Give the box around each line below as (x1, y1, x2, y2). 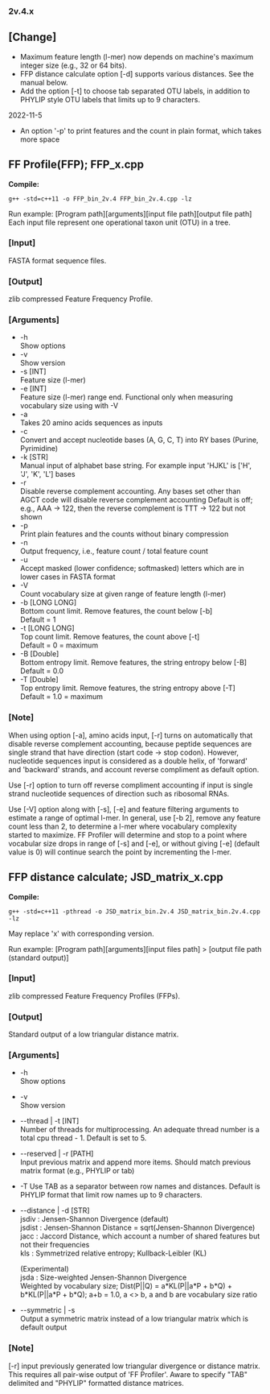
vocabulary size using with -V (19, 401, 119, 411)
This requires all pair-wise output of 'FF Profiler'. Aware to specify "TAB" (8, 1369, 247, 1379)
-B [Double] (19, 649, 59, 659)
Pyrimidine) (19, 444, 59, 453)
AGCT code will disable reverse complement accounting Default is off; (19, 495, 253, 505)
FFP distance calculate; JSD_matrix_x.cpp (8, 871, 223, 884)
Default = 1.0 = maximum (19, 692, 103, 701)
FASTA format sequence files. (8, 255, 107, 265)
